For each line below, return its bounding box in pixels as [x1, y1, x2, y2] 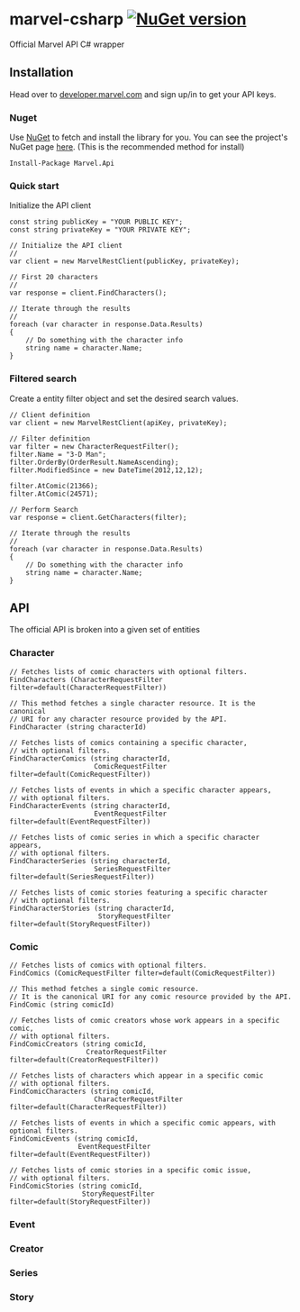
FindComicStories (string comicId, [9, 1181, 143, 1191]
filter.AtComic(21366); [9, 481, 99, 490]
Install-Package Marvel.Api [9, 159, 115, 169]
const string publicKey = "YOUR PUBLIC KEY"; [9, 217, 183, 227]
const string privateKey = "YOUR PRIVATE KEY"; [9, 225, 192, 234]
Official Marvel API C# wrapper [9, 39, 125, 50]
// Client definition [9, 410, 91, 419]
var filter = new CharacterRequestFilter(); [9, 442, 179, 451]
